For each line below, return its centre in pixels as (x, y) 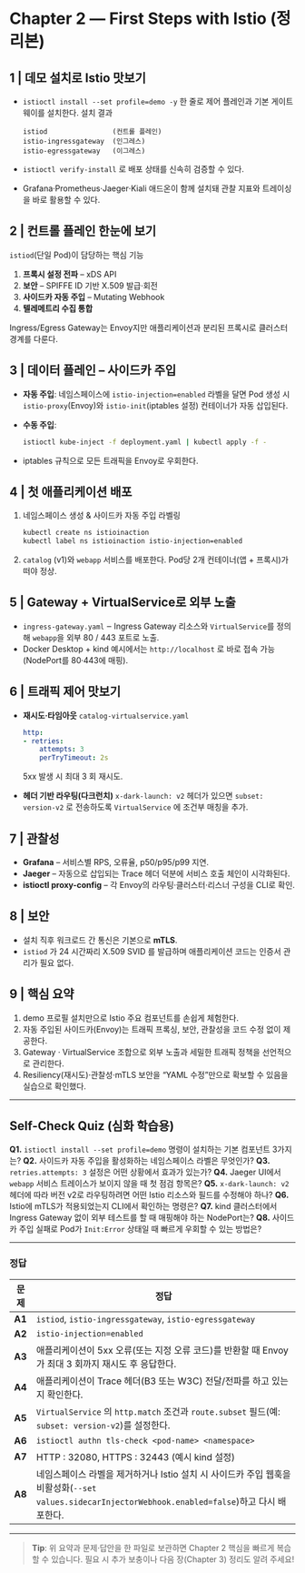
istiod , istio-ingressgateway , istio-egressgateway (146, 1318)
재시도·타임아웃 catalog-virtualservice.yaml (105, 715)
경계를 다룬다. (34, 338)
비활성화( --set (66, 1487)
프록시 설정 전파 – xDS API (69, 274)
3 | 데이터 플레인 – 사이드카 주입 (93, 371)
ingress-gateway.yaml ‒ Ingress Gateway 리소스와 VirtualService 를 (148, 626)
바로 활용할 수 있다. (66, 200)
